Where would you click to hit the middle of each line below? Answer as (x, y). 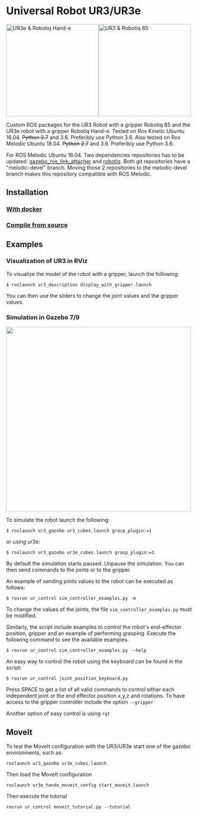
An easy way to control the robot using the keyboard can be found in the (95, 661)
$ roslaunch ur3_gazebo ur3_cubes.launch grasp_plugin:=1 (79, 531)
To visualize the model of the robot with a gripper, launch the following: (92, 274)
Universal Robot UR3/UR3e (74, 11)
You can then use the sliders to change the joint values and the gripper (92, 295)
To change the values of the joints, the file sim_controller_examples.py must (99, 609)
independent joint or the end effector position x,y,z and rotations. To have (95, 696)
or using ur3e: (23, 542)
